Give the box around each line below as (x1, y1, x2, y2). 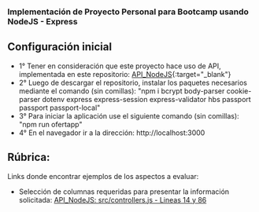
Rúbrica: (7, 151, 50, 164)
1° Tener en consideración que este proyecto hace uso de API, (18, 61, 221, 71)
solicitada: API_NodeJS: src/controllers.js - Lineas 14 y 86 (18, 195, 207, 204)
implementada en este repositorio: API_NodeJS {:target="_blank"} (18, 69, 231, 79)
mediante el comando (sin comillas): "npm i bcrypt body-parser (18, 86, 225, 96)
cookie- (226, 86, 252, 96)
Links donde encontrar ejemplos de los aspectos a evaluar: (7, 171, 199, 181)
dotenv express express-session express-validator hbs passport (42, 94, 251, 104)
